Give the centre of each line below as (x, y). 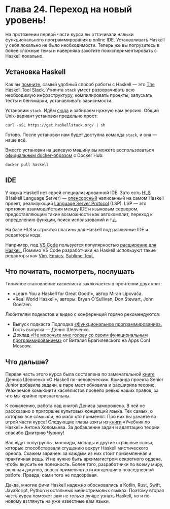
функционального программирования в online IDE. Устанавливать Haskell (85, 40)
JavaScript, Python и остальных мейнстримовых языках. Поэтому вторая (85, 491)
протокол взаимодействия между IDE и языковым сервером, (72, 209)
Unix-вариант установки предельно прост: (52, 116)
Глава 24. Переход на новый (69, 9)
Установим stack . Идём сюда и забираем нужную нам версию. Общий (82, 110)
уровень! (26, 20)
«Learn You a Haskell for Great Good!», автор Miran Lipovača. (78, 293)
